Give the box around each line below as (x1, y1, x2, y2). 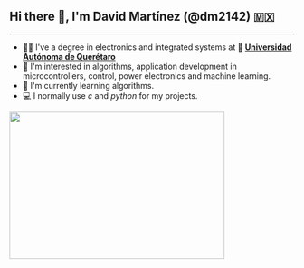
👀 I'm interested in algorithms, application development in (22, 61, 237, 72)
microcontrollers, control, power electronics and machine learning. (22, 70, 271, 81)
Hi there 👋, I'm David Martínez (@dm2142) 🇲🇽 (9, 9, 275, 24)
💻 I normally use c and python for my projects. (22, 90, 198, 100)
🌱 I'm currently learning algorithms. (22, 80, 155, 91)
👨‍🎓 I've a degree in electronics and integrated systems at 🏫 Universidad (22, 42, 292, 53)
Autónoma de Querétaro (22, 51, 116, 62)
